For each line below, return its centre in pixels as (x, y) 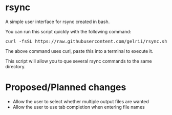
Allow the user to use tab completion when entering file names (79, 107)
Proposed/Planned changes (66, 88)
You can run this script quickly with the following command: (68, 31)
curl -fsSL (19, 41)
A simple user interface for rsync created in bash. (58, 22)
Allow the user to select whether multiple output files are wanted (81, 101)
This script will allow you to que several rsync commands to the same (79, 61)
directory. (15, 66)
